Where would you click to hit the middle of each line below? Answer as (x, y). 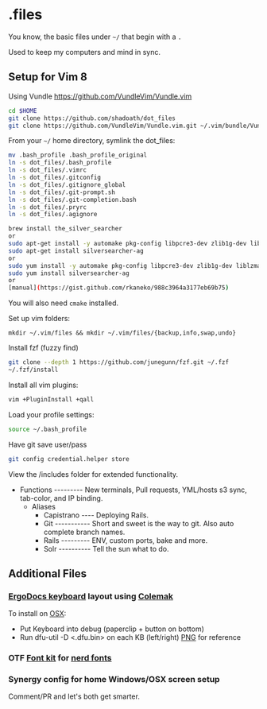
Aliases (43, 506)
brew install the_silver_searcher (66, 229)
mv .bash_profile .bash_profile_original (78, 155)
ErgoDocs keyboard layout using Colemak (91, 596)
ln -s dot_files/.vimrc (48, 170)
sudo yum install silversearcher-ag (69, 273)
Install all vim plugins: (43, 385)
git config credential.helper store (69, 459)
